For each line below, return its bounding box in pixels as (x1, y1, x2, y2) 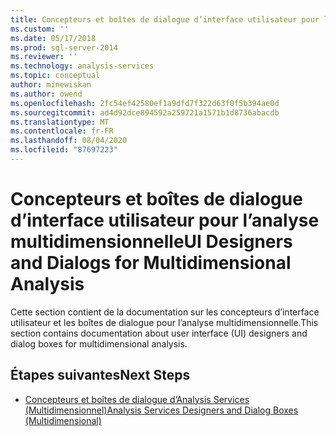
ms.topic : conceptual (10, 71, 101, 81)
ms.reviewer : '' (10, 52, 78, 62)
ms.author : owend (10, 89, 83, 99)
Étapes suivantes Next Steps (10, 367, 191, 384)
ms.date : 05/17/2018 (10, 33, 97, 43)
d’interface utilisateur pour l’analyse (10, 209, 320, 232)
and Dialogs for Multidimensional (10, 252, 292, 275)
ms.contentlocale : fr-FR (10, 126, 114, 136)
